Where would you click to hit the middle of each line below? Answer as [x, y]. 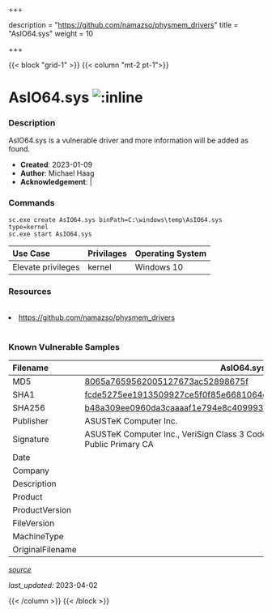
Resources [30, 291]
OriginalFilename [45, 550]
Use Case [32, 253]
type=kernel [28, 227]
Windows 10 [159, 266]
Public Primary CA [119, 445]
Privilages [108, 253]
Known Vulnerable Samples [64, 347]
